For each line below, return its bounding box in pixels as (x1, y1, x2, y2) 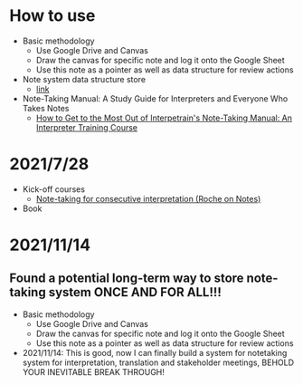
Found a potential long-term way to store (9, 271, 244, 286)
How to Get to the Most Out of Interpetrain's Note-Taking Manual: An (35, 112, 292, 123)
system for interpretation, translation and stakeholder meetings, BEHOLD (22, 357, 295, 368)
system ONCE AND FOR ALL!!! (48, 284, 222, 300)
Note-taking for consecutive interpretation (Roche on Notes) (35, 193, 261, 204)
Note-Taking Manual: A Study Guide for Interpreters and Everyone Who (22, 92, 289, 104)
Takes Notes (22, 102, 70, 113)
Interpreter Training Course (35, 121, 138, 132)
